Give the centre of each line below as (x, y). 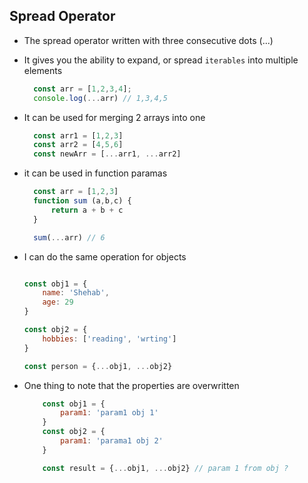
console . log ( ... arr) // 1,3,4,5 (100, 98)
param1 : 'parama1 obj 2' (112, 441)
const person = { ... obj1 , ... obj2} (98, 366)
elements (43, 70)
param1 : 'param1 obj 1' (109, 413)
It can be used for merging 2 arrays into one (114, 117)
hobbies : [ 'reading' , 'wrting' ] (109, 339)
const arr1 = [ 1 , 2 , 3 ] (78, 135)
